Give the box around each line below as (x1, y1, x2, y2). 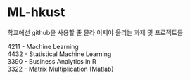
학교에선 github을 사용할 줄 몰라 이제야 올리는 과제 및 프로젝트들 (7, 28, 184, 36)
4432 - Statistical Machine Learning (7, 50, 112, 58)
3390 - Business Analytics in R (7, 57, 96, 65)
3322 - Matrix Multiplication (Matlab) (7, 65, 114, 73)
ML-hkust (7, 4, 65, 20)
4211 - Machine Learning (7, 42, 79, 51)
